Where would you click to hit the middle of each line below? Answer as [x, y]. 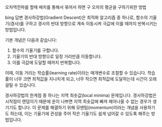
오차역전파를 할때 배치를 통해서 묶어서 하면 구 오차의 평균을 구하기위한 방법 [76, 7]
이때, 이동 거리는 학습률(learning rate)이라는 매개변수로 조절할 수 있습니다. [76, 73]
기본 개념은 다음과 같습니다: [31, 40]
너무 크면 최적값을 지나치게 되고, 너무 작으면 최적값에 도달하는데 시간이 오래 [85, 79]
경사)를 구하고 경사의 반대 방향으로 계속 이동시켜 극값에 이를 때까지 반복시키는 [84, 24]
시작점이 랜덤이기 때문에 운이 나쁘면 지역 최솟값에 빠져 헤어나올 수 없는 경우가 [78, 101]
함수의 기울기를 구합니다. [36, 50]
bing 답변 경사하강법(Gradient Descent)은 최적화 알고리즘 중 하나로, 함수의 [77, 18]
